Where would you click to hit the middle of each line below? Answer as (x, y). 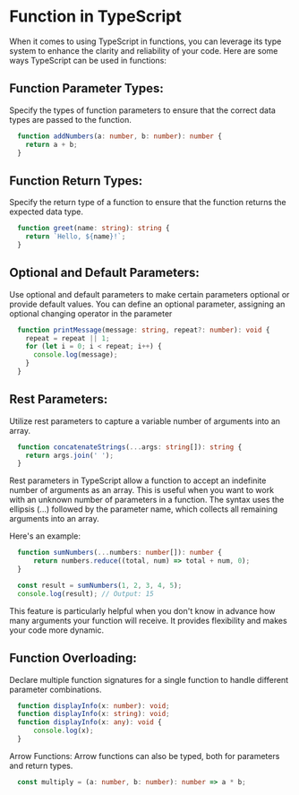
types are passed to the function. (70, 119)
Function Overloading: (73, 658)
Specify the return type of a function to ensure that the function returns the (148, 203)
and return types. (41, 765)
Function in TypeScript (95, 17)
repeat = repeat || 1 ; (68, 338)
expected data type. (46, 212)
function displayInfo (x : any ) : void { (90, 722)
